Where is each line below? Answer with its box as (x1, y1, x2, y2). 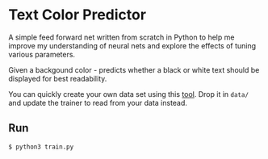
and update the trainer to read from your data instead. (8, 98, 188, 107)
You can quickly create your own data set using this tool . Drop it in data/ (8, 89, 249, 98)
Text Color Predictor (8, 6, 147, 24)
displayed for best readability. (8, 73, 107, 83)
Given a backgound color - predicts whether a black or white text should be (8, 65, 260, 74)
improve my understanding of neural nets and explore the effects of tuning (8, 40, 257, 50)
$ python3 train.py (8, 143, 74, 151)
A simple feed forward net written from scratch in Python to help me (8, 32, 235, 42)
